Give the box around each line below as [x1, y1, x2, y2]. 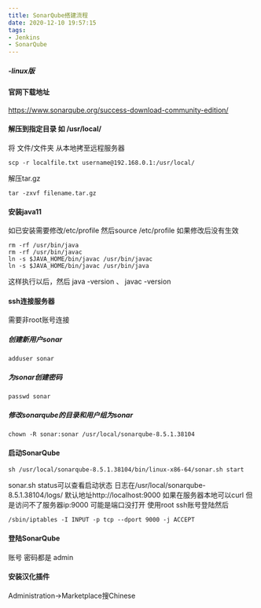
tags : [8, 26, 26, 34]
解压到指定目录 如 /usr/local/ [8, 124, 102, 134]
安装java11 [8, 207, 42, 216]
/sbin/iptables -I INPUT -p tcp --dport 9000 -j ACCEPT [8, 516, 195, 524]
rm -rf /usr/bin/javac [8, 248, 83, 256]
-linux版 [8, 66, 35, 75]
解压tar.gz [8, 174, 41, 183]
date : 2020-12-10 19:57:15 [8, 19, 97, 27]
